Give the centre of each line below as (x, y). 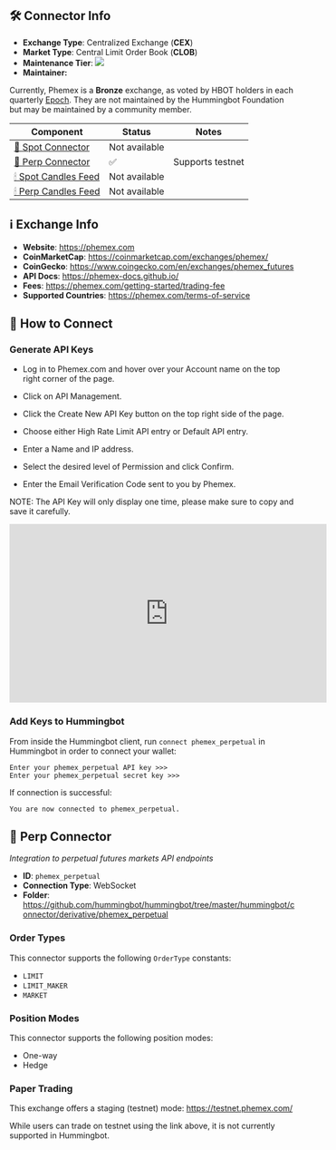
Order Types (38, 938)
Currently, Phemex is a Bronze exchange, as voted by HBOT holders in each (152, 90)
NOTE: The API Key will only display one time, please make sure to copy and (152, 502)
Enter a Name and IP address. (78, 449)
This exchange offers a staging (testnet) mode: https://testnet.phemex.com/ (151, 1108)
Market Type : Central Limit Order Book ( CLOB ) (110, 52)
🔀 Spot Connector (52, 147)
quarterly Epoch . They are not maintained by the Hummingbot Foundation (147, 100)
